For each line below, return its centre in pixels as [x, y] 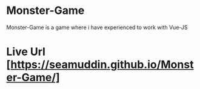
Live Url [26, 52]
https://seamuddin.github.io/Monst [102, 65]
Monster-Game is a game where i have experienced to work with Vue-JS [97, 27]
